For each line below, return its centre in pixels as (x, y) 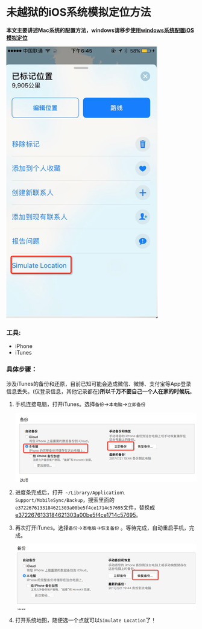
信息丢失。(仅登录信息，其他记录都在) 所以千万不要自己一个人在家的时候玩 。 (101, 391)
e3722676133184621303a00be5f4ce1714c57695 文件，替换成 (85, 508)
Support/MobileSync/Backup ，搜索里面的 (65, 500)
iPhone (24, 346)
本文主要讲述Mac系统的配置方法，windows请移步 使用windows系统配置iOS (100, 30)
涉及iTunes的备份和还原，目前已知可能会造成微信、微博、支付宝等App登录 (99, 384)
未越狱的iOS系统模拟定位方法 (79, 12)
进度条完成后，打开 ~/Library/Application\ (70, 493)
